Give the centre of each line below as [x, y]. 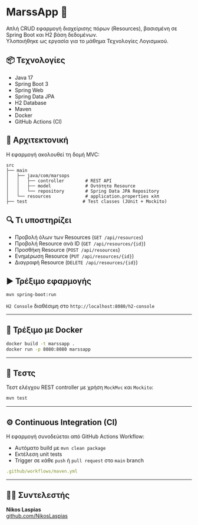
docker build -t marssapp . [41, 343]
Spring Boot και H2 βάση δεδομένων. [52, 34]
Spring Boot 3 [32, 84]
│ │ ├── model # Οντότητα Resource [71, 186]
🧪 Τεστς [21, 373]
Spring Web [29, 90]
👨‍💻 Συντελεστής [38, 495]
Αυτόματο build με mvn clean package [60, 448]
